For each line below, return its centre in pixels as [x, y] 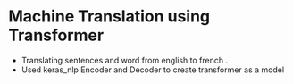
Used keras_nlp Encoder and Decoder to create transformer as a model [153, 70]
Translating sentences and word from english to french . [125, 60]
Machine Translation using [109, 17]
